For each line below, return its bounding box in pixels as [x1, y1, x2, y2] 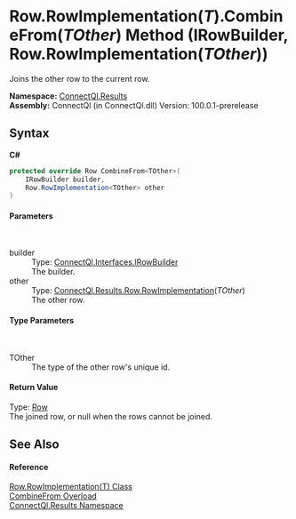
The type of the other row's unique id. [31, 362, 171, 372]
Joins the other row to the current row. [9, 73, 150, 84]
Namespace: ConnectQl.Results [9, 91, 128, 101]
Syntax [9, 126, 50, 141]
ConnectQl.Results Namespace [9, 500, 124, 511]
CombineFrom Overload [9, 491, 98, 501]
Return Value [9, 382, 59, 393]
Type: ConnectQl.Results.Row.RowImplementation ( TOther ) [31, 285, 246, 296]
